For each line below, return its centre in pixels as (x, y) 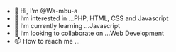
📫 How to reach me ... (47, 41)
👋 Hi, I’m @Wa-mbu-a (46, 11)
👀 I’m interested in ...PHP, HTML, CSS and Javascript (91, 18)
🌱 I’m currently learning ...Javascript (67, 26)
